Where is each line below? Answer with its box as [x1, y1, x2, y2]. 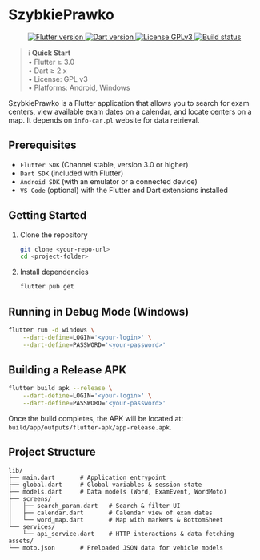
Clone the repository [19, 230, 88, 240]
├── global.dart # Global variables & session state [8, 481, 202, 489]
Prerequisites [8, 139, 77, 152]
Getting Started [8, 208, 87, 222]
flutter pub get [19, 283, 74, 291]
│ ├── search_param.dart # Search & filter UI [8, 502, 181, 510]
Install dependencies [19, 267, 90, 277]
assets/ [8, 537, 34, 545]
